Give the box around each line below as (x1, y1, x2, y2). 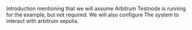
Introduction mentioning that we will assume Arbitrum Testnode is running (6, 5, 186, 12)
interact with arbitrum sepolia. (6, 18, 79, 24)
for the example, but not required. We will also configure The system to (6, 11, 179, 18)
